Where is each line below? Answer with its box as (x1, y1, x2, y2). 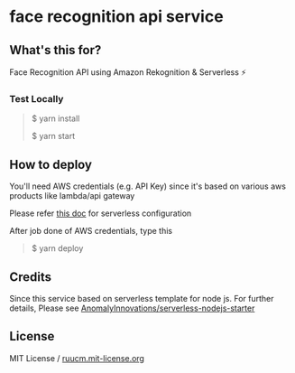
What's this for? (9, 42, 102, 58)
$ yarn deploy (31, 243, 84, 254)
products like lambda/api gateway (9, 191, 135, 201)
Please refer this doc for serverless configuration (9, 208, 192, 219)
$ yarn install (31, 113, 80, 124)
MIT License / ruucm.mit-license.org (9, 352, 144, 363)
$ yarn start (31, 131, 76, 142)
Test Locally (9, 92, 64, 105)
